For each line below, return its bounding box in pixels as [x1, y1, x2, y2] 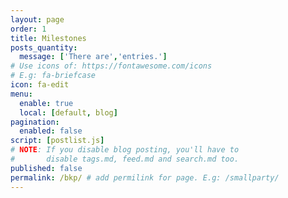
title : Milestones [10, 33, 87, 43]
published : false [10, 163, 83, 173]
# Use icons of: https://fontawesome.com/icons [10, 61, 213, 71]
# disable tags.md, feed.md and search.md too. [10, 154, 240, 164]
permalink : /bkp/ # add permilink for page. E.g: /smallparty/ [10, 172, 280, 183]
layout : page [10, 14, 65, 25]
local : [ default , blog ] [19, 107, 118, 118]
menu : [10, 89, 33, 99]
